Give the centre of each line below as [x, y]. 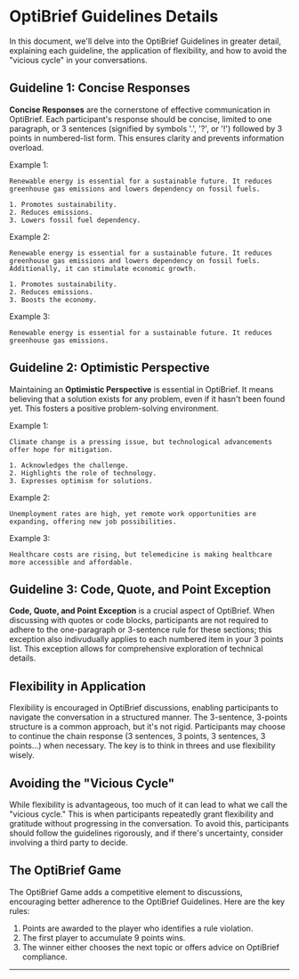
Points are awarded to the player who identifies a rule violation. [137, 928]
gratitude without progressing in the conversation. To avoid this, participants [149, 823]
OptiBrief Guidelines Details [114, 16]
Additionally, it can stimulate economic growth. [103, 268]
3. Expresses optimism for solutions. [81, 481]
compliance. [45, 957]
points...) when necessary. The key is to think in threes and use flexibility [142, 745]
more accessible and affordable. [71, 562]
